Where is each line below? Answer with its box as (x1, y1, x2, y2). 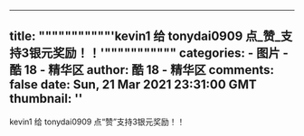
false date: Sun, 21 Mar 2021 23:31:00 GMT (9, 77, 257, 93)
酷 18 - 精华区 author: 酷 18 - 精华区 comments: (9, 62, 274, 77)
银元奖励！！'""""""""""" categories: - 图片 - (28, 46, 290, 61)
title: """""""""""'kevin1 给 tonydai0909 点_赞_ (9, 29, 281, 44)
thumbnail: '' (9, 91, 83, 106)
